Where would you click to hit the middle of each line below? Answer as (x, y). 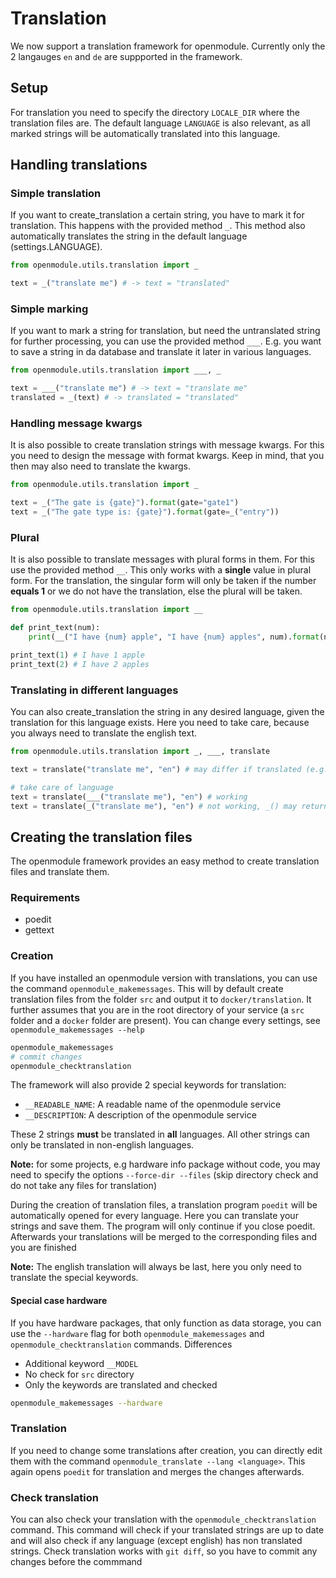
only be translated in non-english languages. (102, 1145)
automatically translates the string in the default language (129, 236)
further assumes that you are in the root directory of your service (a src (157, 1009)
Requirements (45, 898)
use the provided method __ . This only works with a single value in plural (161, 570)
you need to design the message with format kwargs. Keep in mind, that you (167, 456)
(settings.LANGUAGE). (56, 247)
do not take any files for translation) (83, 1186)
